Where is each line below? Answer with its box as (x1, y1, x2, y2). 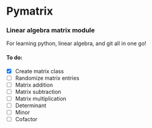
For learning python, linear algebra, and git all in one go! (6, 40, 147, 47)
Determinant (15, 102, 47, 109)
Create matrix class (15, 67, 64, 74)
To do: (6, 54, 23, 62)
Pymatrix (6, 4, 54, 18)
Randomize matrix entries (15, 74, 80, 82)
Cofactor (15, 116, 38, 123)
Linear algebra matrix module (6, 26, 95, 35)
